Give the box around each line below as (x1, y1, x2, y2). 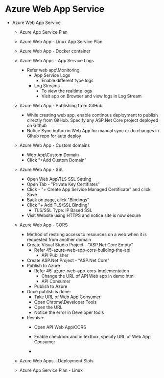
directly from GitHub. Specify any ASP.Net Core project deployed (26, 117, 159, 123)
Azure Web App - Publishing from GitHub (19, 102, 103, 108)
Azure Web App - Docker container (19, 48, 91, 54)
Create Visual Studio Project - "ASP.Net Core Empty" (26, 241, 134, 248)
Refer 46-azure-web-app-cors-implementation (34, 268, 129, 274)
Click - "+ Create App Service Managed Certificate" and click (26, 186, 151, 192)
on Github (26, 122, 47, 128)
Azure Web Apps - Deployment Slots (19, 357, 94, 363)
